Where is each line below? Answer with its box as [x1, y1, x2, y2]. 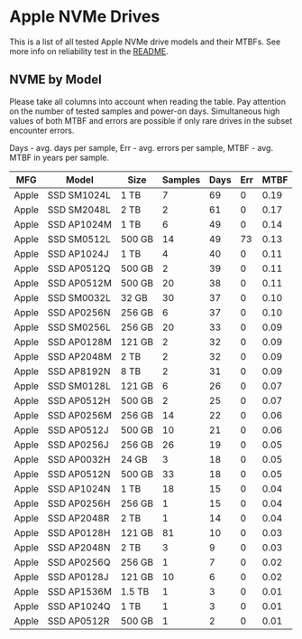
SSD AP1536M [47, 585, 113, 597]
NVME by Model [9, 72, 102, 88]
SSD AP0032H [47, 453, 111, 465]
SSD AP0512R [47, 615, 110, 627]
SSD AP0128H [47, 526, 111, 539]
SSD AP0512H [47, 394, 111, 407]
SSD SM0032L [47, 291, 111, 304]
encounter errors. [9, 125, 75, 136]
